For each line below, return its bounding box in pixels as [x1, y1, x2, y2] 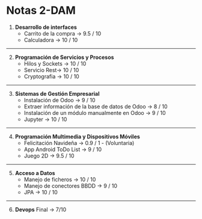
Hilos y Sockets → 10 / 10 [23, 60, 87, 67]
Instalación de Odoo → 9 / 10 [23, 96, 96, 103]
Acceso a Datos [14, 169, 55, 176]
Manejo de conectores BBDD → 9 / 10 [23, 182, 118, 190]
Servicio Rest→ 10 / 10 [23, 66, 79, 73]
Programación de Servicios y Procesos [14, 54, 114, 61]
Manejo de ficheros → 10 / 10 [23, 176, 96, 183]
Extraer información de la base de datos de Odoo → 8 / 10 [23, 103, 168, 110]
